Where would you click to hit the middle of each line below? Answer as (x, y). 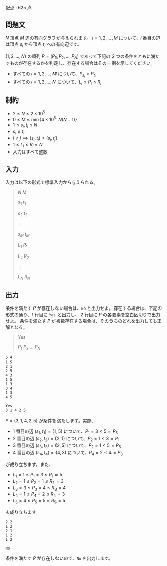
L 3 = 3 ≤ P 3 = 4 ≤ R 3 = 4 (39, 488)
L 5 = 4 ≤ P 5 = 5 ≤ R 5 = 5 (39, 501)
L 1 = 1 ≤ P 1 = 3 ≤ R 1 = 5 (37, 475)
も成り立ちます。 (23, 512)
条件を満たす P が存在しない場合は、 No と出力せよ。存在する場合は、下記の (84, 308)
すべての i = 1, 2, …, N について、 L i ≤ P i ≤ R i (57, 82)
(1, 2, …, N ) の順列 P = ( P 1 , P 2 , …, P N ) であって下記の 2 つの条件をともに (78, 56)
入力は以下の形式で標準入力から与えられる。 (52, 182)
